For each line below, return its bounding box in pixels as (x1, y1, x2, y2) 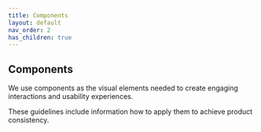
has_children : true (8, 33, 72, 42)
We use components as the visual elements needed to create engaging (8, 83, 238, 93)
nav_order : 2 (8, 26, 51, 34)
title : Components (8, 11, 68, 20)
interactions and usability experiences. (8, 92, 134, 101)
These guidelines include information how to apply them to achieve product (8, 107, 253, 116)
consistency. (8, 115, 50, 125)
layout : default (8, 19, 61, 27)
